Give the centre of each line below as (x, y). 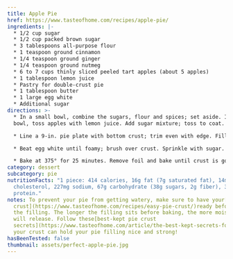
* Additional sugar (42, 104)
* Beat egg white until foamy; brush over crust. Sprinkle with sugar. (119, 149)
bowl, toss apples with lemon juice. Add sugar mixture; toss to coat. (119, 123)
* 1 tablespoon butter (46, 91)
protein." (27, 193)
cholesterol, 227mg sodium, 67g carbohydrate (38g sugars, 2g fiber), (118, 187)
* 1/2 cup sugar (37, 33)
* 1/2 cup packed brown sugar (57, 40)
